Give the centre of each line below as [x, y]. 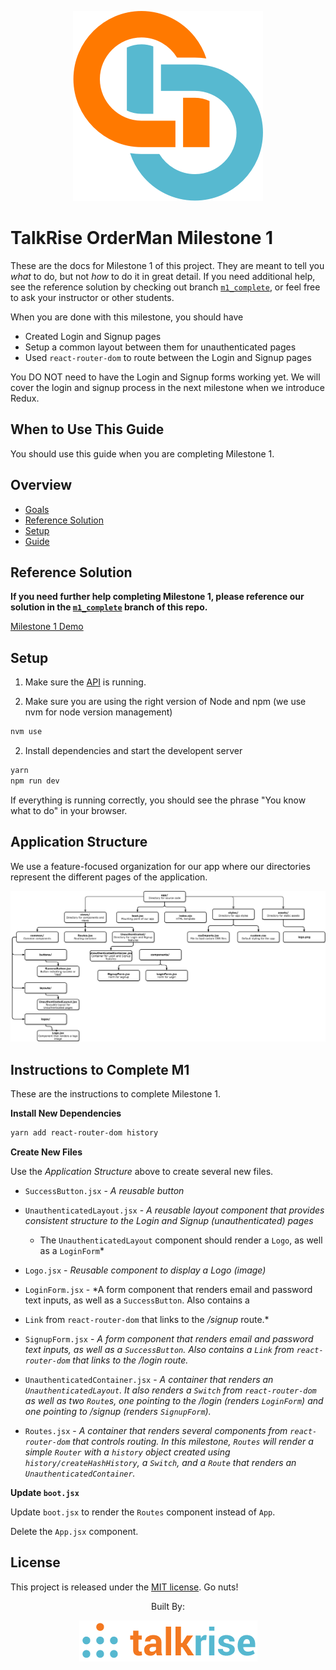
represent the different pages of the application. [109, 877]
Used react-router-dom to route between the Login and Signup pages [168, 357]
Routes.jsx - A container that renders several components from [156, 1430]
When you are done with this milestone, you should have [127, 317]
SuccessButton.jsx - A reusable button [104, 1190]
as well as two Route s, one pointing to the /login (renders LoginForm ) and [174, 1400]
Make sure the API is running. [85, 682]
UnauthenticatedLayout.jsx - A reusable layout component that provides [174, 1210]
